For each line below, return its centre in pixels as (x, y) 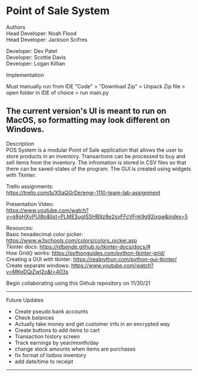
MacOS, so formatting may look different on (88, 120)
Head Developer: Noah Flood (41, 33)
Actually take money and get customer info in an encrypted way (92, 324)
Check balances (34, 317)
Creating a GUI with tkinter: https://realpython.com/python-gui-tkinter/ (92, 259)
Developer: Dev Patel (32, 51)
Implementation (25, 75)
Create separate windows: (38, 265)
